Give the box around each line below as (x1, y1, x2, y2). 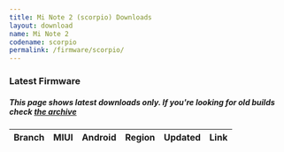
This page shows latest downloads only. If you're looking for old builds (9, 96, 276, 107)
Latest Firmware (9, 75, 81, 87)
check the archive (9, 106, 77, 117)
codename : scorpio (9, 37, 77, 47)
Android (81, 132, 117, 144)
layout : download (9, 21, 73, 30)
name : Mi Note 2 (9, 29, 69, 38)
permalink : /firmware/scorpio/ (9, 46, 125, 55)
